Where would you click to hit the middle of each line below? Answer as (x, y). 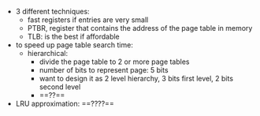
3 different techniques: (52, 11)
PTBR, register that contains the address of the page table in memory (140, 28)
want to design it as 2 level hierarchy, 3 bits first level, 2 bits (136, 79)
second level (60, 87)
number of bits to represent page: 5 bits (104, 70)
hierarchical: (48, 53)
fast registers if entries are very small (88, 20)
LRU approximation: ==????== (65, 103)
